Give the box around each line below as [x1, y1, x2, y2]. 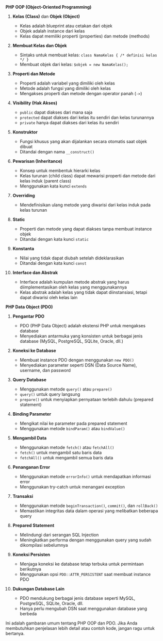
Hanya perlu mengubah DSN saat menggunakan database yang [19, 606, 147, 611]
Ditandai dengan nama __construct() [19, 149, 95, 154]
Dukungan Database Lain [12, 586, 65, 591]
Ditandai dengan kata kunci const [19, 260, 87, 266]
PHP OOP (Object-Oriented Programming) [5, 4, 92, 10]
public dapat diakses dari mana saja [19, 109, 93, 115]
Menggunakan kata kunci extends [19, 183, 87, 189]
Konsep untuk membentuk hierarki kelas [19, 168, 101, 173]
